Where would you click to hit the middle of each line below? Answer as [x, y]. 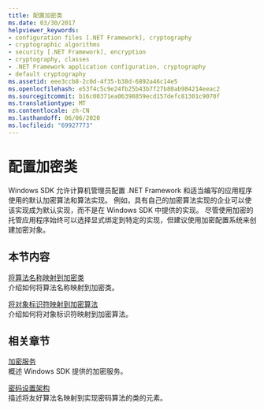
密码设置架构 [29, 388]
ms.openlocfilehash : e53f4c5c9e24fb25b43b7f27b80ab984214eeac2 [114, 89]
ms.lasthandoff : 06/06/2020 [54, 118]
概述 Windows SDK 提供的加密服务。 [68, 371]
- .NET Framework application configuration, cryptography [107, 67]
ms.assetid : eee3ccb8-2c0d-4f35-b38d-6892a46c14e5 [93, 81]
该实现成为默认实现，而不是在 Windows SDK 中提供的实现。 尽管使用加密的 [131, 210]
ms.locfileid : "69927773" [50, 125]
